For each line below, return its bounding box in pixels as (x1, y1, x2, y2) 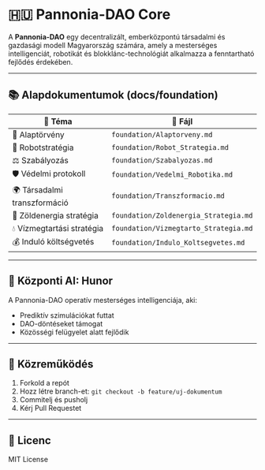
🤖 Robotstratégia (12, 142, 74, 153)
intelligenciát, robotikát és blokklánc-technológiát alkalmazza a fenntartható (8, 49, 255, 58)
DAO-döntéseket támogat (19, 319, 103, 328)
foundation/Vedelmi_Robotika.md (111, 170, 233, 179)
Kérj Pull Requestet (19, 404, 82, 413)
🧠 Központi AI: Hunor (8, 274, 113, 288)
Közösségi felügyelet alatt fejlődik (19, 327, 129, 337)
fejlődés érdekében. (8, 57, 73, 66)
